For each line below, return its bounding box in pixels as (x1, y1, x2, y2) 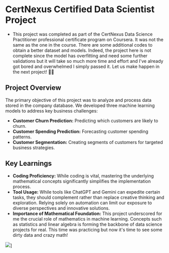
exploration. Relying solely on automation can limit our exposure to (12, 199, 152, 206)
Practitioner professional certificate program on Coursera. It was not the (12, 37, 164, 43)
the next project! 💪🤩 (12, 68, 54, 75)
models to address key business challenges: (5, 107, 98, 114)
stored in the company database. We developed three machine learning (5, 102, 155, 109)
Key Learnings (5, 159, 52, 168)
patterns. (12, 133, 32, 140)
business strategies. (12, 144, 55, 151)
